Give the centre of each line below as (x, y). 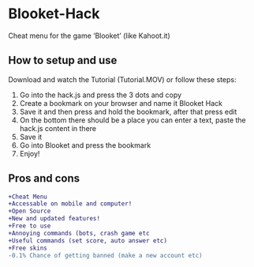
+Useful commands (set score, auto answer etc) (88, 241)
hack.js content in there (58, 128)
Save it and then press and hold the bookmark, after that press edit (128, 111)
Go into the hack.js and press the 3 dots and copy (101, 95)
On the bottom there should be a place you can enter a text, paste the (133, 120)
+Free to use (30, 226)
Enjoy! (30, 153)
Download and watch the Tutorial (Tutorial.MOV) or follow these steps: (122, 79)
